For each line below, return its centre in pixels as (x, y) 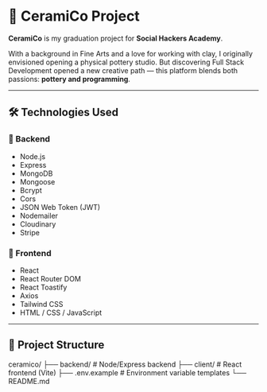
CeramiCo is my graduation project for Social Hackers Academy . (116, 38)
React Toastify (43, 287)
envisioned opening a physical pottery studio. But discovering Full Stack (126, 62)
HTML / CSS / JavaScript (61, 312)
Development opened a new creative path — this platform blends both (123, 70)
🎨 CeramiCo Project (74, 16)
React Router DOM (50, 278)
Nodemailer (39, 215)
